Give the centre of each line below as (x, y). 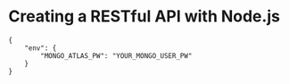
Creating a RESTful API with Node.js (144, 17)
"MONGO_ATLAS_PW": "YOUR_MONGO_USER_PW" (116, 55)
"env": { (41, 48)
